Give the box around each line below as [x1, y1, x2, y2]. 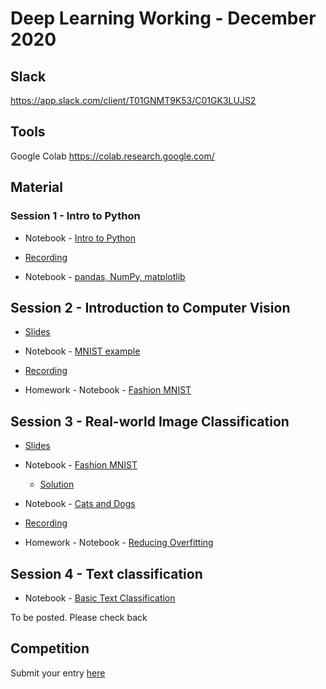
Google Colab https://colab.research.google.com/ [10, 150, 215, 162]
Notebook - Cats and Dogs [24, 498, 136, 510]
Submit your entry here [10, 667, 106, 679]
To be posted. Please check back [10, 611, 148, 623]
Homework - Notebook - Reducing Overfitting [24, 537, 214, 549]
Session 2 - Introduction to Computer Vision [10, 299, 291, 316]
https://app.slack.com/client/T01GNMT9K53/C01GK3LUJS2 [10, 95, 257, 106]
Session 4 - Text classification [10, 565, 203, 582]
